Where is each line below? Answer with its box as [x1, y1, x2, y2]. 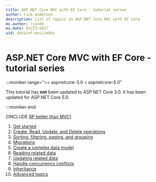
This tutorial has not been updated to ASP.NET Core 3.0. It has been [5, 88, 146, 95]
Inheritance [12, 165, 37, 171]
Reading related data [12, 149, 56, 155]
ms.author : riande [5, 21, 44, 26]
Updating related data [12, 155, 58, 161]
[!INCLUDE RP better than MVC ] [5, 113, 71, 119]
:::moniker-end [5, 103, 36, 110]
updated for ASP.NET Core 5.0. [5, 94, 69, 100]
